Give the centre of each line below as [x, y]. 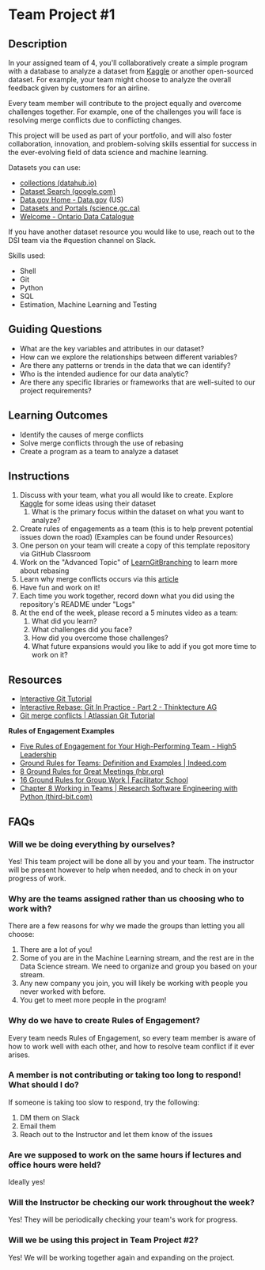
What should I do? [44, 1085]
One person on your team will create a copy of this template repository [135, 546]
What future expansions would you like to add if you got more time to [144, 646]
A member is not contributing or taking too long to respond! [125, 1075]
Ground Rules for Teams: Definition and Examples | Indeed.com [123, 763]
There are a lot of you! [56, 950]
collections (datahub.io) [58, 183]
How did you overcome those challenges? [100, 638]
